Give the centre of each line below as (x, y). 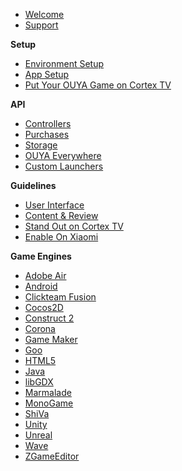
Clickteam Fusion (60, 297)
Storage (41, 145)
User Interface (54, 205)
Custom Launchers (64, 166)
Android (41, 286)
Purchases (47, 134)
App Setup (47, 74)
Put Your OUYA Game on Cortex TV (98, 85)
